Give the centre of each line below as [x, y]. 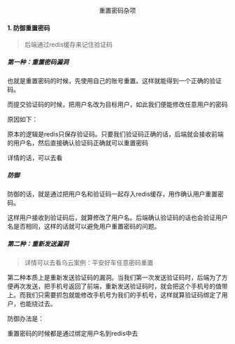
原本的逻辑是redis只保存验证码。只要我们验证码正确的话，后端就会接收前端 [115, 134]
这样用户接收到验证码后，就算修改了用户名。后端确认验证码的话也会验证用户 [117, 217]
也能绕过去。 [38, 304]
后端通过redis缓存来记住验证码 [69, 45]
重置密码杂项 [117, 10]
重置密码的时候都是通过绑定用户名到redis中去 [73, 334]
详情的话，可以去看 [35, 158]
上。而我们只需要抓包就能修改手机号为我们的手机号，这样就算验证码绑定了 [114, 295]
